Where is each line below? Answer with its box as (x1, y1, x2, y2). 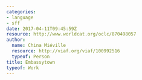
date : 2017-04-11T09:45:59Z (6, 25, 77, 32)
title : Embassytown (6, 59, 56, 65)
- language (6, 14, 34, 20)
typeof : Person (11, 54, 50, 60)
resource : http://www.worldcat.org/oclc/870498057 (6, 31, 137, 37)
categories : (6, 8, 36, 15)
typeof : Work (6, 64, 39, 71)
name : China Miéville (11, 43, 66, 49)
